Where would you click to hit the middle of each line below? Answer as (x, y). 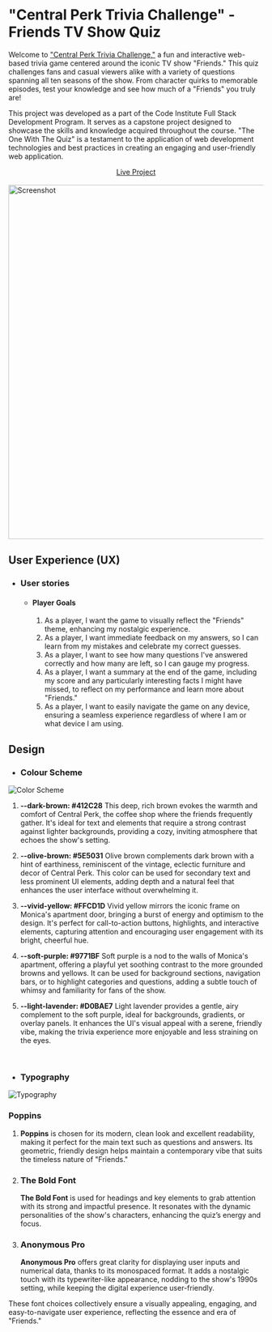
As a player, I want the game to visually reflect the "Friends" (144, 620)
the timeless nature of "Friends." (74, 1159)
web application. (36, 156)
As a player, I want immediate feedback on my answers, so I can (151, 638)
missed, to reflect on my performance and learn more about (144, 689)
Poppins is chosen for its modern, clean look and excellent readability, (137, 1133)
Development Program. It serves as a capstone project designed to (120, 121)
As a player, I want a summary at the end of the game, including (151, 672)
